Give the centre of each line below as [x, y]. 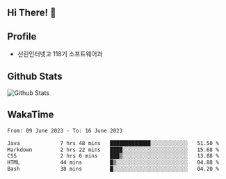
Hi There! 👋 [32, 13]
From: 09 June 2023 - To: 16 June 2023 [65, 130]
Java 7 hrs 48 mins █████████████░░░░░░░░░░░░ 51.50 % [113, 143]
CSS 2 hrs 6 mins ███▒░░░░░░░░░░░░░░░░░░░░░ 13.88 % [113, 156]
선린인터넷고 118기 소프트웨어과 [60, 54]
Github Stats [35, 76]
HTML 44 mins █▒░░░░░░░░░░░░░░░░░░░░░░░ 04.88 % [113, 163]
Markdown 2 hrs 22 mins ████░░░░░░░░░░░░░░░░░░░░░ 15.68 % [113, 150]
